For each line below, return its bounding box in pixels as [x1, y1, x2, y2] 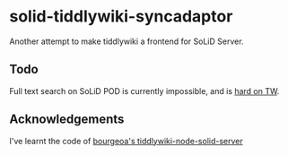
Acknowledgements [9, 112, 125, 127]
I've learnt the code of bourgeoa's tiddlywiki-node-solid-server [9, 135, 244, 146]
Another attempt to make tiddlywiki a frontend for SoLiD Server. [9, 36, 244, 47]
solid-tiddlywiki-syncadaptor [9, 6, 233, 27]
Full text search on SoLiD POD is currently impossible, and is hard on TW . [9, 85, 280, 96]
